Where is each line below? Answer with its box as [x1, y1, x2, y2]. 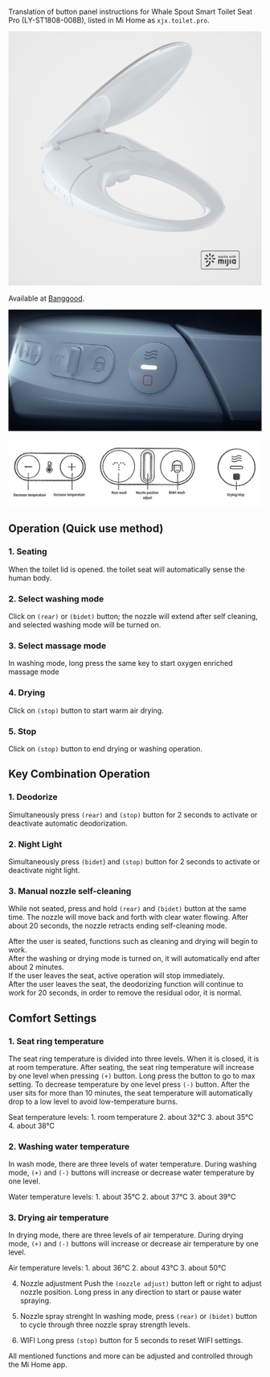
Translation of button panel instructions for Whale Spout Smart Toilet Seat [8, 7, 253, 16]
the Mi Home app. [8, 1360, 68, 1370]
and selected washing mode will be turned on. [8, 620, 162, 630]
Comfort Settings [8, 1011, 97, 1025]
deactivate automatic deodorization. [8, 818, 129, 828]
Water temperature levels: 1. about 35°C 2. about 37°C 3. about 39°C [8, 1192, 236, 1202]
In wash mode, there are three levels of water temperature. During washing [8, 1159, 257, 1169]
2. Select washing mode [8, 593, 104, 604]
